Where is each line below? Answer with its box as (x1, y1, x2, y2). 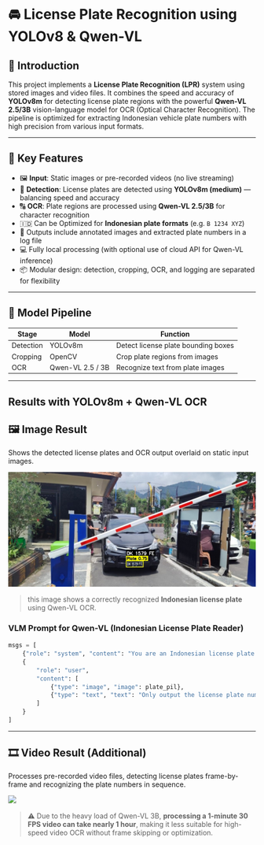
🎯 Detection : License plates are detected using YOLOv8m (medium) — (19, 184, 251, 194)
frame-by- (205, 771, 239, 780)
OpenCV (49, 351, 78, 361)
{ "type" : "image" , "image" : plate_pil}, (49, 683, 185, 691)
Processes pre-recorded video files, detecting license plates (8, 771, 204, 780)
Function (159, 329, 190, 339)
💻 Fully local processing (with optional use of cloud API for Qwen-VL (19, 244, 244, 254)
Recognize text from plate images (116, 362, 225, 372)
